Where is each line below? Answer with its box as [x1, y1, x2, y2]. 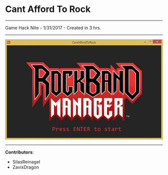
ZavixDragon [12, 164, 39, 170]
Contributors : [5, 149, 34, 155]
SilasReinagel [12, 159, 40, 165]
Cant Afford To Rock [5, 3, 91, 15]
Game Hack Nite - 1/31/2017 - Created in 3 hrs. [5, 24, 101, 30]
